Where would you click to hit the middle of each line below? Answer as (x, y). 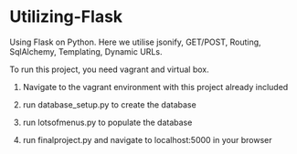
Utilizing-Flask (66, 17)
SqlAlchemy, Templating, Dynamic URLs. (86, 51)
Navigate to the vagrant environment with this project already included (155, 87)
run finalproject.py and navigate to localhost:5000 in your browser (147, 139)
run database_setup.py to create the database (109, 104)
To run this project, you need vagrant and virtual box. (109, 69)
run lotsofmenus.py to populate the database (107, 122)
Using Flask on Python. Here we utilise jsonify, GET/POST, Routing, (136, 42)
